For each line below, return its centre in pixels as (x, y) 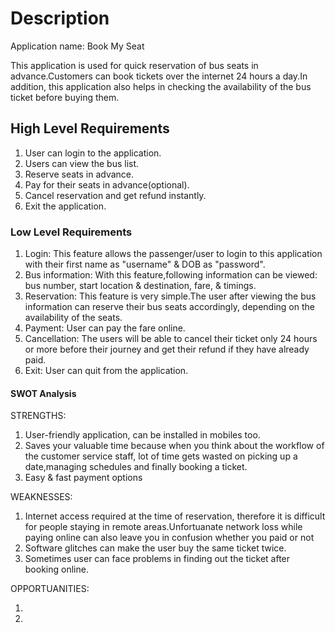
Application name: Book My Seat (77, 46)
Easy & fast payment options (83, 478)
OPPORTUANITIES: (50, 589)
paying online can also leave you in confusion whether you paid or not (169, 538)
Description (60, 18)
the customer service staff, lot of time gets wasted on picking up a (161, 456)
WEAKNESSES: (41, 497)
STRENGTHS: (38, 416)
